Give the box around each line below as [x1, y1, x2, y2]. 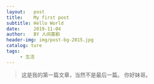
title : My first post [6, 15, 69, 21]
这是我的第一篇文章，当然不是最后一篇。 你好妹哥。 [21, 71, 151, 79]
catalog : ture [6, 43, 43, 49]
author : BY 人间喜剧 [6, 31, 60, 37]
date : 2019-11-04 [6, 25, 61, 32]
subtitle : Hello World [6, 20, 64, 26]
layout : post [6, 8, 45, 15]
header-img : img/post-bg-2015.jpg [6, 37, 94, 43]
